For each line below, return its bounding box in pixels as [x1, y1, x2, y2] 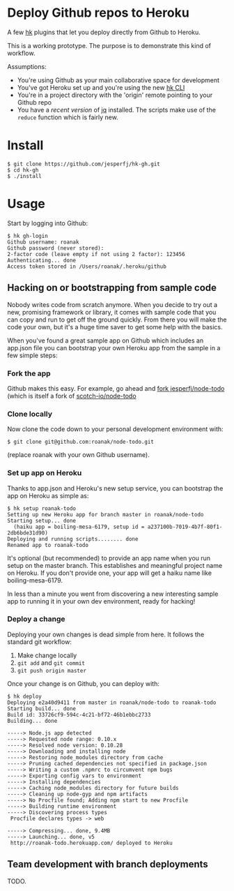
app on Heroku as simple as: [7, 491, 89, 500]
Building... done [7, 717, 58, 724]
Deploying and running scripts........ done [7, 535, 139, 542]
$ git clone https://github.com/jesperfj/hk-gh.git [7, 160, 160, 167]
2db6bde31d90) [7, 529, 49, 537]
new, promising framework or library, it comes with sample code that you [7, 308, 217, 316]
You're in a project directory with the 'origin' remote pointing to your [17, 91, 213, 99]
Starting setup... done [7, 517, 77, 524]
